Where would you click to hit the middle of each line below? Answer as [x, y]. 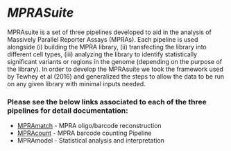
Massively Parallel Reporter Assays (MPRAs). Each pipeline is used [103, 39]
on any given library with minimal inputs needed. [76, 84]
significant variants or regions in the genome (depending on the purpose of [115, 61]
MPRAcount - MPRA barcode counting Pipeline [84, 133]
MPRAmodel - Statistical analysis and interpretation [91, 141]
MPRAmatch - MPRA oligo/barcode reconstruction [89, 126]
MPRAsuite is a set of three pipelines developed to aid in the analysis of [109, 32]
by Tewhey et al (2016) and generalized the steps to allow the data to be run [116, 76]
